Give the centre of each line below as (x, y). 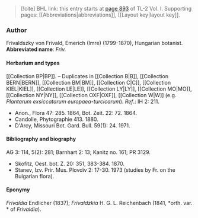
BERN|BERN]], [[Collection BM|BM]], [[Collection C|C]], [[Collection (88, 82)
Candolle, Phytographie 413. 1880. (57, 119)
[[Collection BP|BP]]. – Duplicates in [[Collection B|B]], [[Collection (87, 76)
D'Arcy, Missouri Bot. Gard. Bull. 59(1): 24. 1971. (72, 125)
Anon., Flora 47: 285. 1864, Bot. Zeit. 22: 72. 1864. (76, 113)
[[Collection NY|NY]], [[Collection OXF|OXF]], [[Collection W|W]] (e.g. (91, 95)
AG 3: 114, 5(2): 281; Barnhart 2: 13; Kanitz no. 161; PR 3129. (79, 152)
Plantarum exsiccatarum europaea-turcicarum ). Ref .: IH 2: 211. (83, 101)
